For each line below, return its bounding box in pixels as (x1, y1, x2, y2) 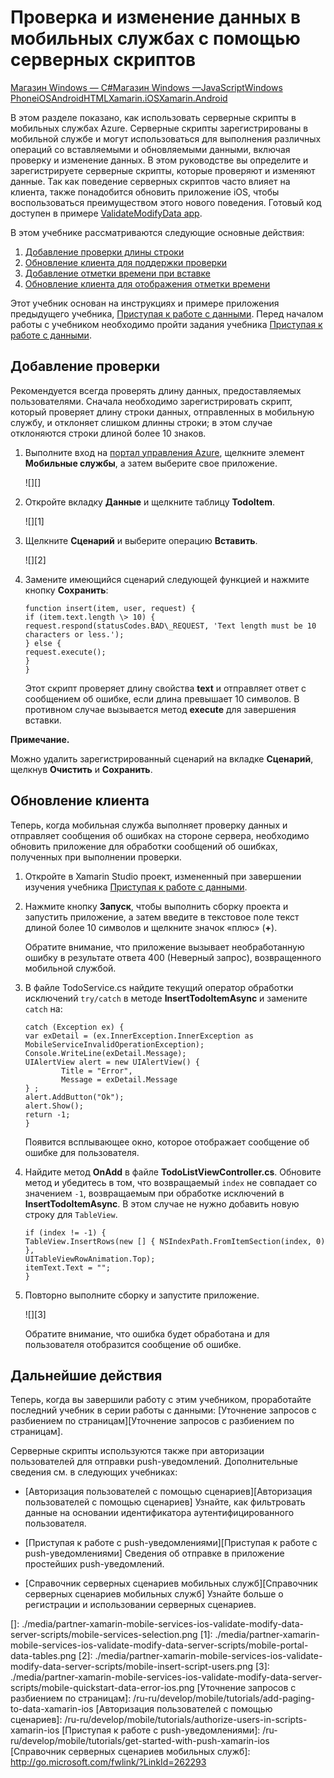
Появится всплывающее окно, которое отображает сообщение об (24, 1136, 310, 1148)
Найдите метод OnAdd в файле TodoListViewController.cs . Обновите (24, 1166, 322, 1178)
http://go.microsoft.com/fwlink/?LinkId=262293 (10, 1756, 207, 1768)
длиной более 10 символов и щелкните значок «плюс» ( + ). (24, 921, 278, 933)
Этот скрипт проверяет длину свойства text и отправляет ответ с (24, 682, 307, 694)
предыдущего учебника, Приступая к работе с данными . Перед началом (10, 307, 324, 320)
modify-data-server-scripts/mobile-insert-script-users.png (10, 1661, 254, 1673)
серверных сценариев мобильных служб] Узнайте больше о (24, 1588, 284, 1600)
